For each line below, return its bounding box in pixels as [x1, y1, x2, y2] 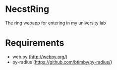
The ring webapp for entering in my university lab [5, 20, 106, 26]
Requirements [5, 37, 64, 49]
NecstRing [5, 3, 50, 15]
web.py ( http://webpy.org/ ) [12, 54, 68, 60]
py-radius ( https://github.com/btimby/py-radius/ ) [12, 59, 113, 65]
